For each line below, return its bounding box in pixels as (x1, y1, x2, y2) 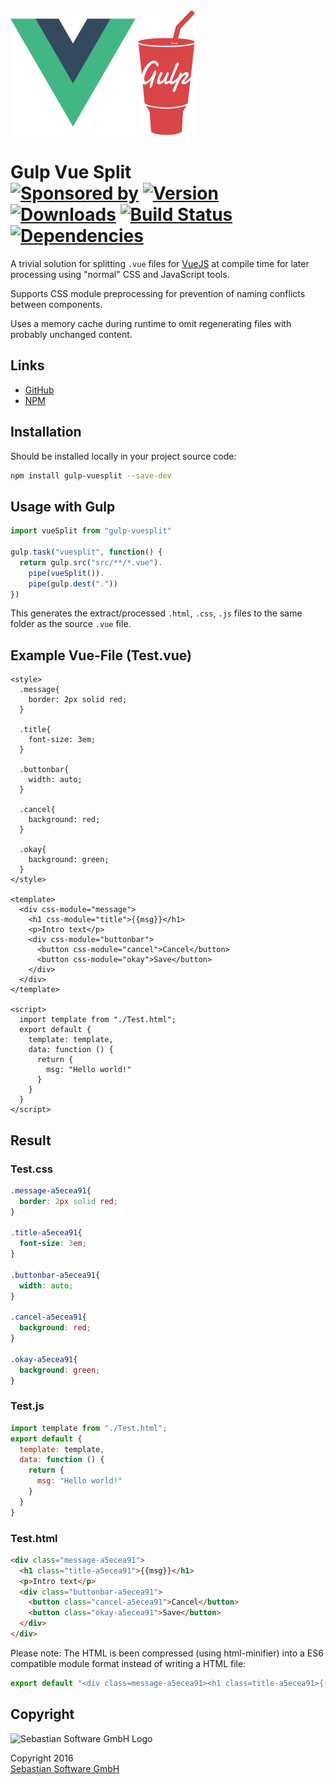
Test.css (10, 1162, 53, 1176)
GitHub (24, 384, 55, 396)
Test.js (10, 1399, 45, 1413)
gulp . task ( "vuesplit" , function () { (10, 547, 163, 557)
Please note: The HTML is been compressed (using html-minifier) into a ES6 (10, 1647, 324, 1659)
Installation (10, 424, 82, 441)
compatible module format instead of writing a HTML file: (10, 1657, 247, 1669)
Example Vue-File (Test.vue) (10, 647, 193, 664)
